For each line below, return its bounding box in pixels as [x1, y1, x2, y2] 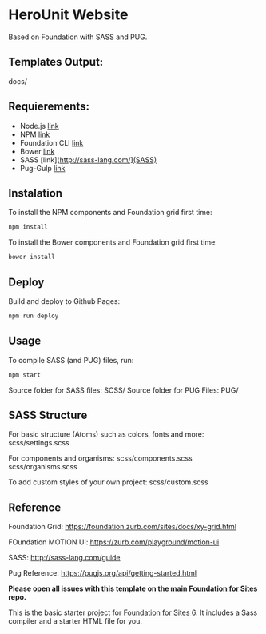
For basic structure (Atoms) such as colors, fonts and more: [8, 429, 204, 439]
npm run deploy [8, 312, 59, 320]
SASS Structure [8, 408, 88, 421]
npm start [8, 370, 42, 379]
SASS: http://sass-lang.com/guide [8, 553, 121, 563]
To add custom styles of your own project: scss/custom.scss [8, 477, 209, 487]
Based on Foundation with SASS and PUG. [8, 32, 148, 42]
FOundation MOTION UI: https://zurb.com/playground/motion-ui [8, 537, 220, 547]
